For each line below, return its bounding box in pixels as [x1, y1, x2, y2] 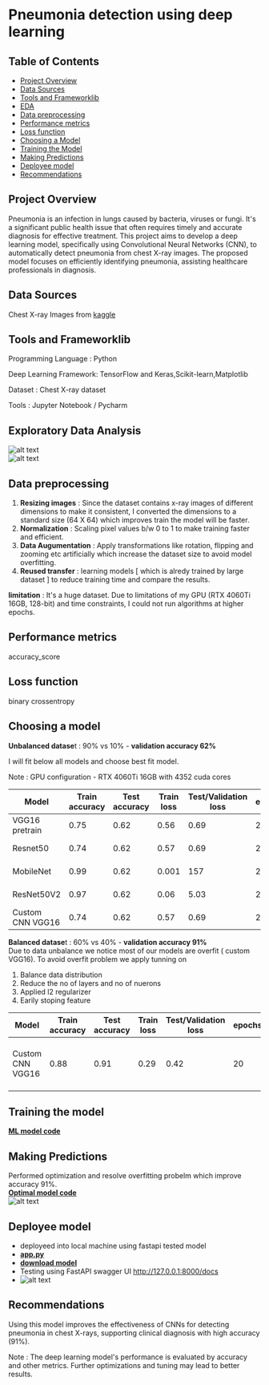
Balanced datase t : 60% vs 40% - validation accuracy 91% [8, 937, 207, 947]
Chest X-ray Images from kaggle [8, 309, 116, 319]
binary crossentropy [8, 696, 75, 706]
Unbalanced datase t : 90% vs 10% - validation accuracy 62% [8, 741, 216, 750]
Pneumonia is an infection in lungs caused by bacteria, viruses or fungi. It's [8, 214, 256, 224]
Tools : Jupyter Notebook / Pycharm [8, 401, 128, 410]
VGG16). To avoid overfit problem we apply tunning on [8, 954, 187, 963]
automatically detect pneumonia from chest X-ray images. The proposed [8, 248, 248, 257]
